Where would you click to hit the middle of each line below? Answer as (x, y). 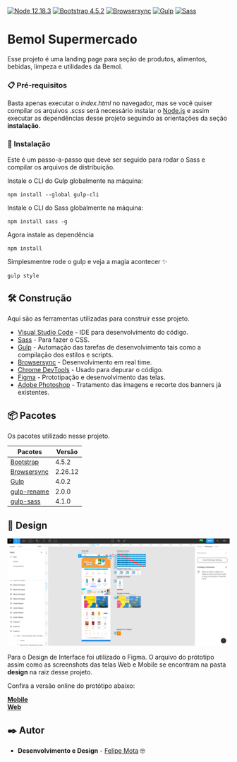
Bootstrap (25, 462)
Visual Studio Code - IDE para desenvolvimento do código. (103, 333)
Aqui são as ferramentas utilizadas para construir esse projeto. (98, 319)
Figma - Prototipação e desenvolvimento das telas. (91, 377)
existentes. (33, 393)
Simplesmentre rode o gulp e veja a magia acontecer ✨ (87, 261)
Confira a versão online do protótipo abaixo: (71, 686)
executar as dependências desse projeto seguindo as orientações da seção (117, 118)
